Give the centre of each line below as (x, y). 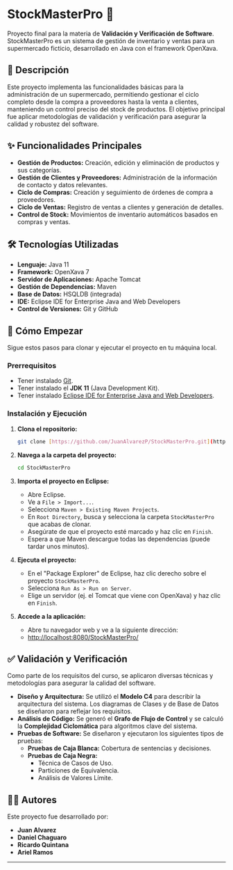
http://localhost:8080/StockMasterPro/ (83, 637)
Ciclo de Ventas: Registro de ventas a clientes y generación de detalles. (120, 207)
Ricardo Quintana (43, 845)
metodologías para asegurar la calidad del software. (81, 683)
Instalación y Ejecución (47, 413)
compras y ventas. (44, 221)
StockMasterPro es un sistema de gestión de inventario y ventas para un (111, 40)
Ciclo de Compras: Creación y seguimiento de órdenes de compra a (115, 192)
